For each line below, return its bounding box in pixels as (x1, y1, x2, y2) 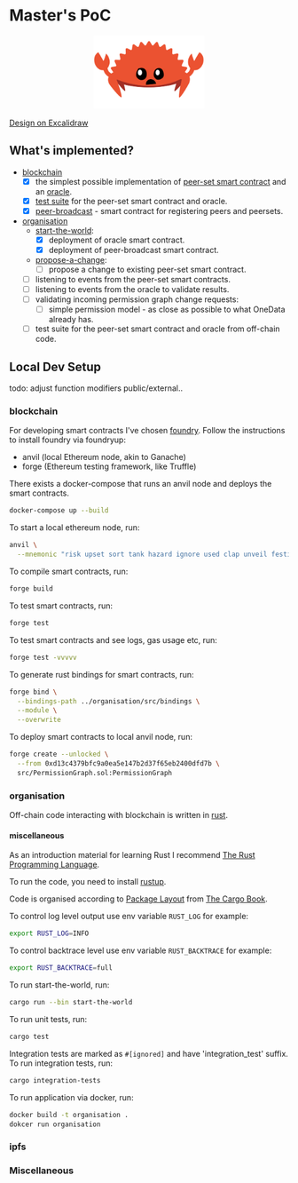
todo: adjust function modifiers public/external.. (9, 383, 184, 393)
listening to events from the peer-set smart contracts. (35, 274, 231, 284)
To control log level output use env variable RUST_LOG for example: (9, 911, 249, 922)
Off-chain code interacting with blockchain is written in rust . (9, 810, 229, 821)
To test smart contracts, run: (9, 600, 114, 611)
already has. (48, 314, 94, 325)
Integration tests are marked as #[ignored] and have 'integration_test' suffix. (9, 1048, 288, 1059)
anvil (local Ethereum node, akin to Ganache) (21, 452, 186, 463)
